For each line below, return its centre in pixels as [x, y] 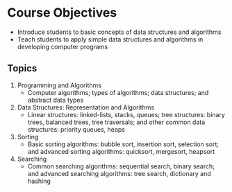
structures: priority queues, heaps [76, 129]
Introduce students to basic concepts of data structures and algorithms [119, 32]
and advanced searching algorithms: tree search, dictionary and [119, 173]
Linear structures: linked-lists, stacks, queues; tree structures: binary [126, 114]
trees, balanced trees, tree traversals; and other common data [116, 122]
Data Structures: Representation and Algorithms [86, 107]
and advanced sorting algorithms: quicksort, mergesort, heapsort [121, 151]
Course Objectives [62, 13]
